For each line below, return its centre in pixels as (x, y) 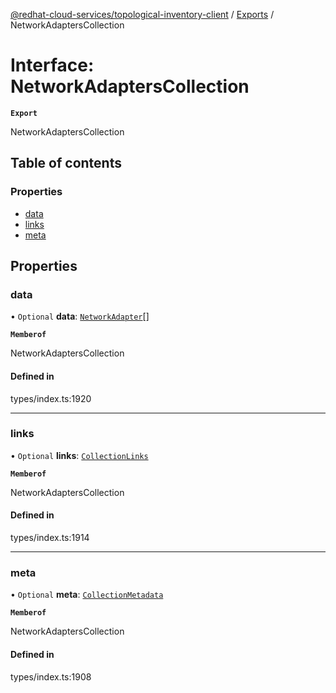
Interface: (52, 65)
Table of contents (66, 163)
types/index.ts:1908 (51, 676)
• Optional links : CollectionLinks (79, 455)
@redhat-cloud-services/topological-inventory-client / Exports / (142, 14)
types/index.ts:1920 (51, 398)
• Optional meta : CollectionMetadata (87, 595)
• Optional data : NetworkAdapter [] (80, 316)
